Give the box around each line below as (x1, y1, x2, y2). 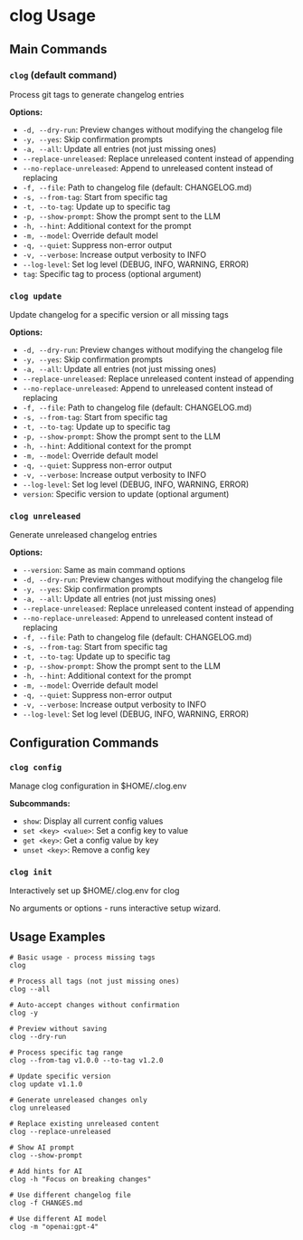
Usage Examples (9, 929, 106, 944)
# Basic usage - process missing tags (9, 953, 156, 962)
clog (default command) (9, 69, 118, 81)
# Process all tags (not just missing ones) (9, 977, 180, 987)
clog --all (9, 985, 51, 994)
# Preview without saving (9, 1025, 107, 1034)
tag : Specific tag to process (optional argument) (22, 268, 202, 279)
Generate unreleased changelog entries (9, 529, 157, 540)
